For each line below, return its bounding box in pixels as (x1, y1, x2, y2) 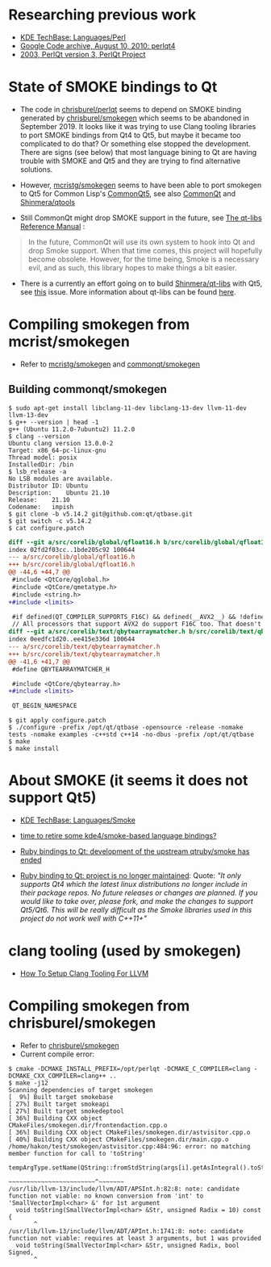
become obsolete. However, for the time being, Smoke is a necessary (27, 254, 260, 264)
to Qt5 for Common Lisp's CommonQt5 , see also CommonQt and (19, 188, 236, 199)
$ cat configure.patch (8, 524, 85, 532)
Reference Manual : (19, 221, 85, 231)
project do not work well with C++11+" (19, 914, 148, 923)
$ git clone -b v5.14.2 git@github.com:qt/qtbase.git (8, 510, 194, 518)
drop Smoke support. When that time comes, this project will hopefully (27, 245, 263, 255)
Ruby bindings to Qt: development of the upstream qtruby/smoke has (19, 847, 250, 856)
